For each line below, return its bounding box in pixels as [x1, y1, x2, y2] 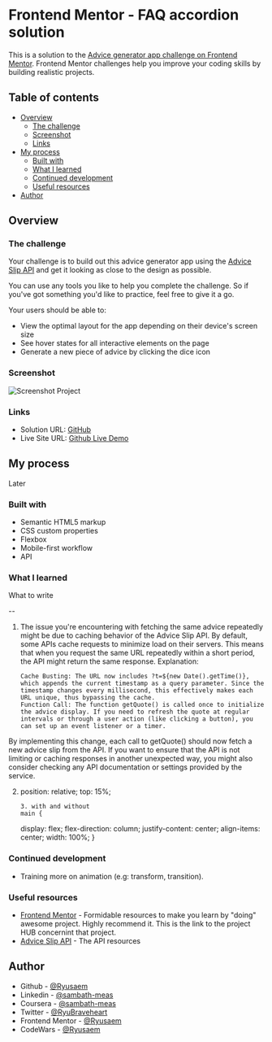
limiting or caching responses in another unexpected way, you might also [8, 754, 253, 764]
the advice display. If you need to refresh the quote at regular [19, 708, 250, 717]
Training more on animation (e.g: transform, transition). [19, 871, 205, 881]
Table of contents [8, 91, 99, 105]
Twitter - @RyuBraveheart [19, 1007, 108, 1017]
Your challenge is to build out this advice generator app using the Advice [8, 256, 252, 266]
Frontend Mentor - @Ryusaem [19, 1015, 122, 1026]
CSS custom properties [19, 526, 99, 536]
